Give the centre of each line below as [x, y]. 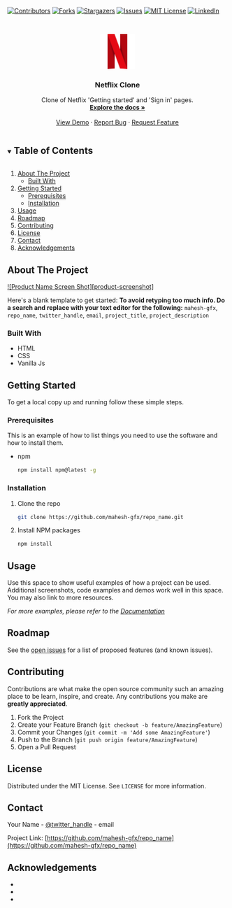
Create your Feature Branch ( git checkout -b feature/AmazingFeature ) [120, 725]
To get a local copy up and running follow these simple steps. [95, 402]
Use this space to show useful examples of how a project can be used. [109, 583]
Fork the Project [41, 717]
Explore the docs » [117, 108]
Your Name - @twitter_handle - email [60, 825]
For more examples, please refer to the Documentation [86, 611]
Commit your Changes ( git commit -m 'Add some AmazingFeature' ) [114, 732]
